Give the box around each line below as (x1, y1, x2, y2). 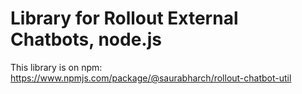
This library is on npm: (10, 61, 103, 73)
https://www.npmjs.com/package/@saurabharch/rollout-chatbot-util (10, 72, 292, 84)
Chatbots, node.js (10, 28, 162, 51)
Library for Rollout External (10, 7, 239, 30)
